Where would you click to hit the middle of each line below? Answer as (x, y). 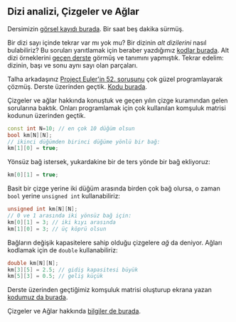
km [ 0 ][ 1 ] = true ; (33, 175)
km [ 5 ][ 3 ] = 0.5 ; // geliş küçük (55, 277)
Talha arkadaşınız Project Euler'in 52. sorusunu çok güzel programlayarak (115, 79)
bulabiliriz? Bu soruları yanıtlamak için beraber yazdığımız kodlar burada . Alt (118, 50)
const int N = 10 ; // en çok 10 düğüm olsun (71, 128)
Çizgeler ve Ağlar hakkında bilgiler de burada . (74, 311)
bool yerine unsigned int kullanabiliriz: (64, 196)
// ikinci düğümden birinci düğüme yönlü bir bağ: (84, 141)
